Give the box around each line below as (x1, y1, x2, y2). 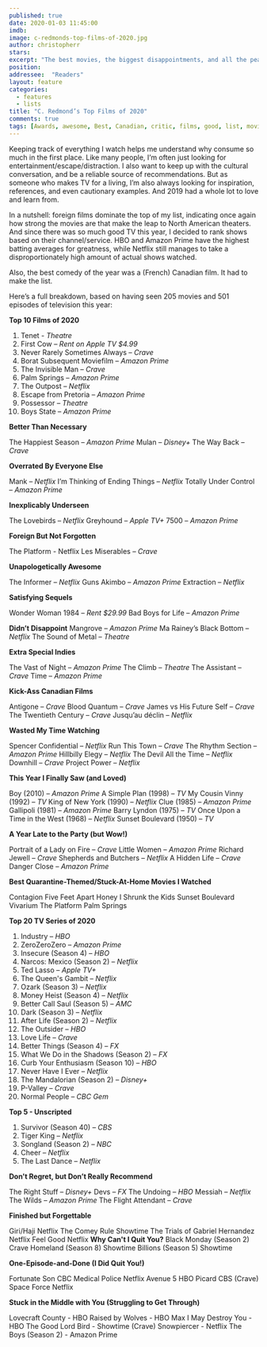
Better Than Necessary (9, 421, 87, 431)
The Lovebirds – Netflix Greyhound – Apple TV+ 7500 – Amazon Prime (9, 515, 238, 525)
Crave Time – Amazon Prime (9, 671, 102, 680)
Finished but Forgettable (9, 1210, 92, 1220)
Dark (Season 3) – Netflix (20, 1007, 103, 1017)
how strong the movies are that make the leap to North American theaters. (9, 218, 252, 228)
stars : (9, 48, 31, 56)
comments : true (9, 115, 59, 123)
